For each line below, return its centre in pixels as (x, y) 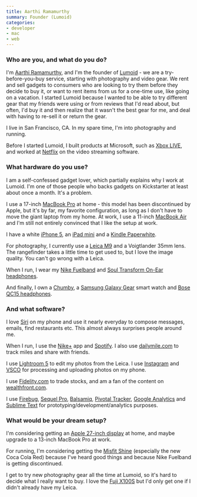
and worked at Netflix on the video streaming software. (73, 152)
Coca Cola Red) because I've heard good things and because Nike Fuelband (98, 457)
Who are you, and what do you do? (56, 60)
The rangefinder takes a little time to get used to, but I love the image (90, 252)
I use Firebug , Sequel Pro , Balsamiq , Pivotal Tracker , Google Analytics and (96, 398)
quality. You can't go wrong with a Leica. (55, 258)
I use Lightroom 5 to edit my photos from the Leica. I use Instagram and (93, 363)
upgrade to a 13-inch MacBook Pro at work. (59, 440)
